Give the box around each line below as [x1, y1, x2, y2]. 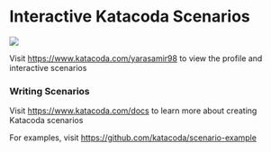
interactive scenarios [9, 62, 87, 73]
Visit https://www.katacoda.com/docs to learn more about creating [9, 105, 257, 116]
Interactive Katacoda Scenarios [9, 6, 250, 27]
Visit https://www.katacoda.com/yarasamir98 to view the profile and [9, 52, 263, 64]
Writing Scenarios [9, 85, 90, 97]
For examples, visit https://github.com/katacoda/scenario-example [9, 132, 257, 143]
